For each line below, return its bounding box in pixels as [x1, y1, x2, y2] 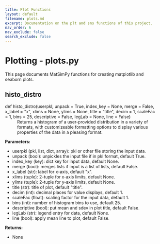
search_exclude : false [5, 35, 51, 39]
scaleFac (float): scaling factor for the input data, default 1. [12, 194, 129, 200]
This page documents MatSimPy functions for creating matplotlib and [5, 71, 144, 77]
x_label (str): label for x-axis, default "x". [12, 169, 93, 174]
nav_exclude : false [5, 30, 45, 35]
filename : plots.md [5, 16, 45, 21]
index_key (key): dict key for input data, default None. [12, 158, 119, 164]
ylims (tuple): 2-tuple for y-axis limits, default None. [12, 179, 115, 185]
